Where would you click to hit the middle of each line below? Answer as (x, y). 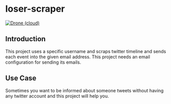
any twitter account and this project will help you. (57, 96)
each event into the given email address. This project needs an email (78, 57)
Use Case (21, 78)
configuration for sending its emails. (43, 62)
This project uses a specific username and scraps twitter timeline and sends (86, 51)
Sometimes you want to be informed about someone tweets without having (84, 90)
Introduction (26, 39)
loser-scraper (35, 9)
